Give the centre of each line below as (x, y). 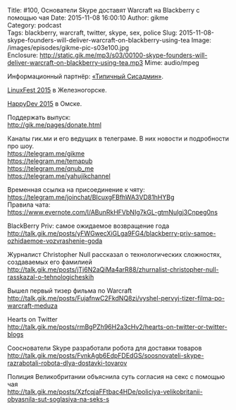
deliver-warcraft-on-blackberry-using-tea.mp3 (75, 62)
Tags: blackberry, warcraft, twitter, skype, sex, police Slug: (92, 32)
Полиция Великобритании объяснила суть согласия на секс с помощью (116, 376)
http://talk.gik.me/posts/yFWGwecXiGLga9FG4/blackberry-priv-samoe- (112, 233)
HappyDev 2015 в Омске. (45, 104)
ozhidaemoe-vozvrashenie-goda (55, 241)
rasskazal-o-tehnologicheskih (51, 277)
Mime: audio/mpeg (172, 62)
